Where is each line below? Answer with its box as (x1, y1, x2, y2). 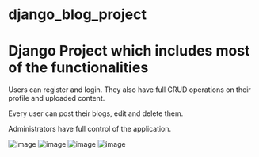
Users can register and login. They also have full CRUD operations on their (8, 85, 251, 94)
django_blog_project (8, 6, 147, 24)
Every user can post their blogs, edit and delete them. (8, 109, 184, 118)
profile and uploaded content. (8, 94, 105, 103)
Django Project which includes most (8, 42, 250, 60)
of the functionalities (8, 59, 149, 77)
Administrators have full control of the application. (8, 124, 172, 134)
